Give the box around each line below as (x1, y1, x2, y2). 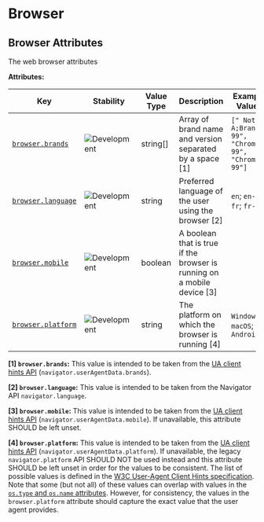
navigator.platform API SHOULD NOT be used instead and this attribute (8, 455, 243, 464)
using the (178, 205, 214, 216)
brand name (178, 123, 224, 134)
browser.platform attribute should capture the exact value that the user (8, 497, 239, 505)
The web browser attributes (8, 57, 98, 66)
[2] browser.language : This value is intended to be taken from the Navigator (8, 383, 252, 391)
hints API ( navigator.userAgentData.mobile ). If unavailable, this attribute (8, 414, 241, 424)
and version (178, 134, 222, 144)
